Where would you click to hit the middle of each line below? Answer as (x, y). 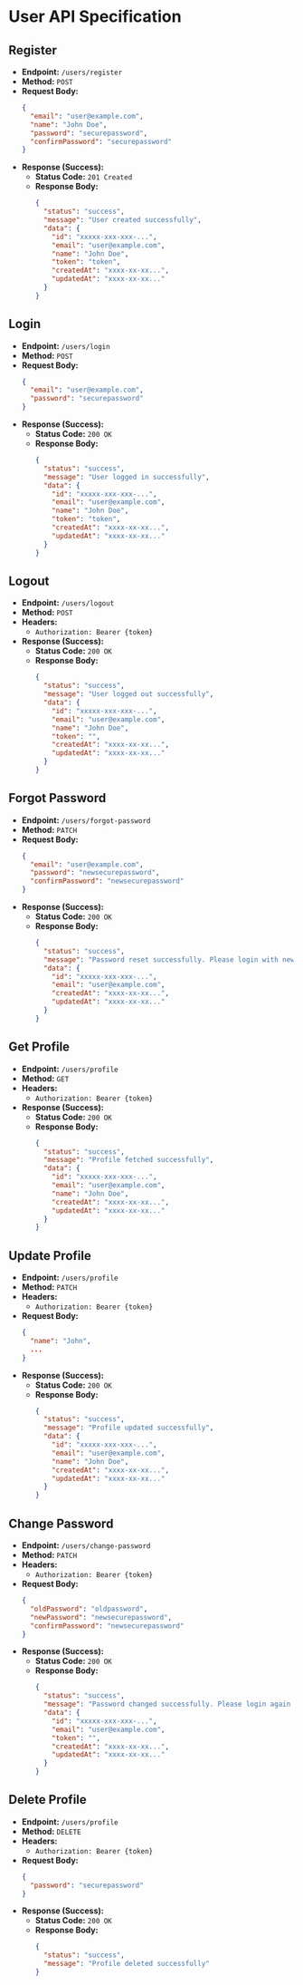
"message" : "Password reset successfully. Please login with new (169, 959)
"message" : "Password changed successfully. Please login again (167, 1704)
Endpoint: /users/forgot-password (86, 820)
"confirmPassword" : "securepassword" (101, 141)
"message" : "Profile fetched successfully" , (128, 1160)
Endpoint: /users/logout (68, 603)
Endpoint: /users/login (66, 345)
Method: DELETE (52, 1831)
